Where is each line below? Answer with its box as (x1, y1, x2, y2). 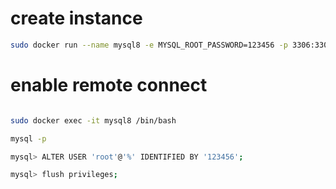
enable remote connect (10, 74, 208, 96)
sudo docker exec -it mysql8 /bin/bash (10, 115, 177, 126)
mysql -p (10, 133, 47, 144)
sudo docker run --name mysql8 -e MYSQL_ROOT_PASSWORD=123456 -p (10, 40, 288, 50)
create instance (10, 7, 143, 30)
